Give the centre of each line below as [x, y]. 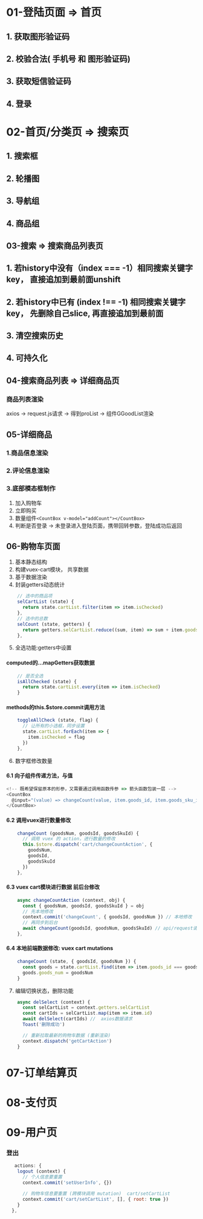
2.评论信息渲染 [28, 471]
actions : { [28, 1166]
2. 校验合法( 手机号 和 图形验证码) [69, 59]
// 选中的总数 [33, 619]
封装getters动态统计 [40, 585]
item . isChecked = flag [56, 738]
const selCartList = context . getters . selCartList [86, 1008]
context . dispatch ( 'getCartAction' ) [67, 1041]
